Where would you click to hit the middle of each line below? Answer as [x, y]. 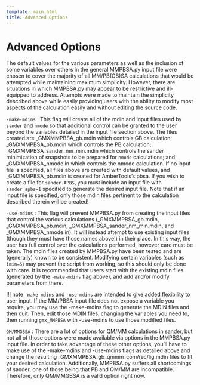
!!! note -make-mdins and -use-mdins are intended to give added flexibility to [98, 295]
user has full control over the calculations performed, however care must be [100, 245]
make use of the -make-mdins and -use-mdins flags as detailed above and [98, 350]
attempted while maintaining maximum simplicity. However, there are [91, 82]
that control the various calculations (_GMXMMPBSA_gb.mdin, [83, 220]
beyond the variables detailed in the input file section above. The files [92, 132]
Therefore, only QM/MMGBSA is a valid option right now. [76, 376]
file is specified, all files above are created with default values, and [88, 170]
